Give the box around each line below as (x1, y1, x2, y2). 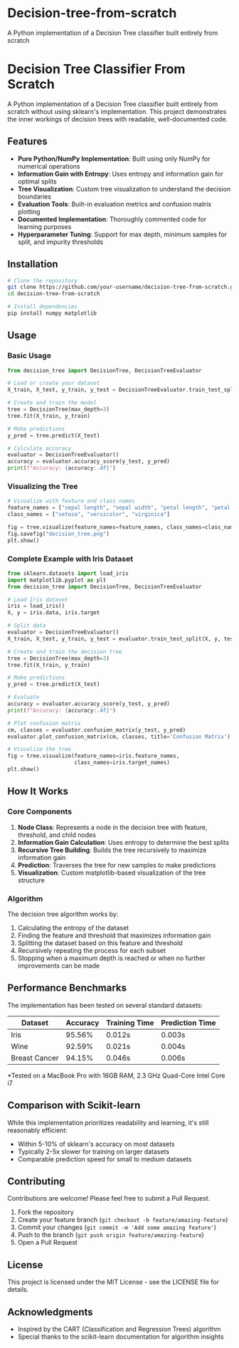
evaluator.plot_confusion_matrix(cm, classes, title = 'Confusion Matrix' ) (7, 733, 231, 740)
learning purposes (17, 222, 72, 231)
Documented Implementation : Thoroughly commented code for (17, 215, 207, 223)
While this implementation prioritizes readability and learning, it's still (7, 1118, 209, 1127)
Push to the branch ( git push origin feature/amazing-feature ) (17, 1231, 204, 1239)
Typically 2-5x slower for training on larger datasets (17, 1147, 169, 1156)
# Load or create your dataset (7, 379, 100, 387)
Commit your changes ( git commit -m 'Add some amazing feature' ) (17, 1223, 217, 1232)
